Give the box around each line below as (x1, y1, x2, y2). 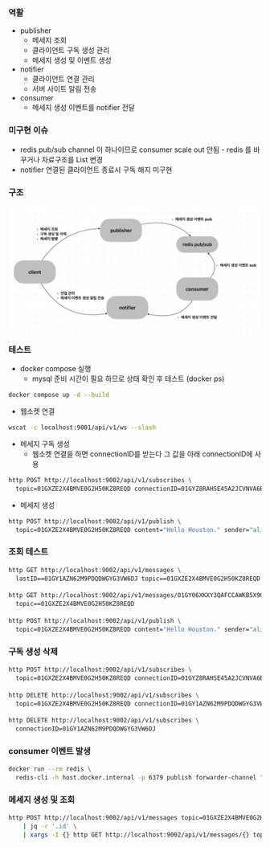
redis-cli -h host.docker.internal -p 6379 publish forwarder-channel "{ (15, 774, 268, 782)
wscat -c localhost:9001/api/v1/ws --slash (8, 423, 157, 432)
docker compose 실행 (19, 364, 92, 374)
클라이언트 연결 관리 (31, 74, 95, 84)
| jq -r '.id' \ (22, 822, 78, 831)
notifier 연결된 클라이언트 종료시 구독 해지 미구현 (19, 165, 173, 174)
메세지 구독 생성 (19, 440, 70, 449)
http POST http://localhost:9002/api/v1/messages (8, 814, 178, 822)
